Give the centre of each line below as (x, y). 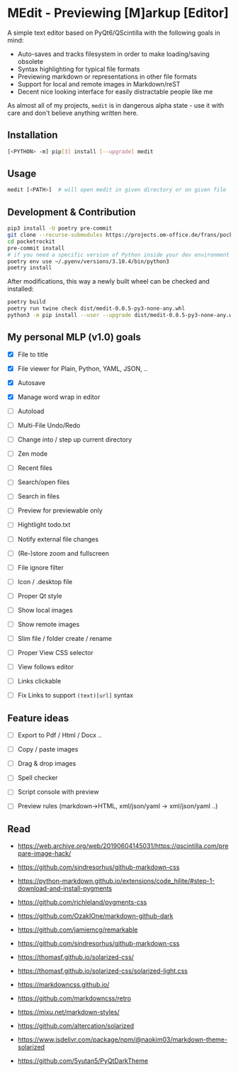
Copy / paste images (48, 749)
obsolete (30, 61)
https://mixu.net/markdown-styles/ (69, 1012)
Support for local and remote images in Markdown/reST (99, 84)
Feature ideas (38, 718)
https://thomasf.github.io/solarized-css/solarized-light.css (102, 971)
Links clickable (39, 681)
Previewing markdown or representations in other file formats (107, 77)
